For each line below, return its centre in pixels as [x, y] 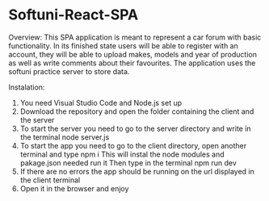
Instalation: [27, 87]
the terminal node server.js [65, 137]
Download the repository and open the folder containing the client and [137, 111]
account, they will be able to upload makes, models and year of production [132, 54]
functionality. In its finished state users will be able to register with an [123, 45]
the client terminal [50, 180]
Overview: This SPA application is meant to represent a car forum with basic [135, 37]
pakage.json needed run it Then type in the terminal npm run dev [128, 162]
